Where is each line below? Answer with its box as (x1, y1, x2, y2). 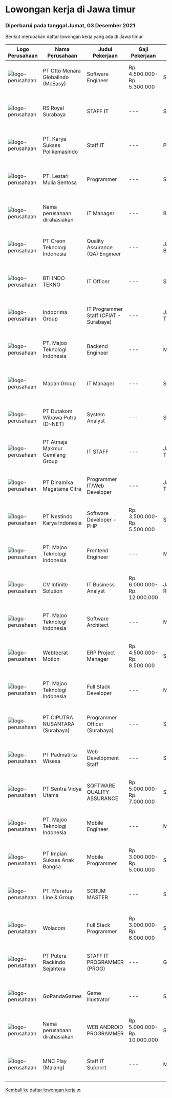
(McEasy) (42, 80, 67, 87)
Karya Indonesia (42, 519, 82, 527)
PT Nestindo (42, 513, 73, 520)
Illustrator (87, 996, 110, 1003)
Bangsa (42, 863, 61, 870)
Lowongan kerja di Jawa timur (5, 4, 136, 15)
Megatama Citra (42, 486, 81, 493)
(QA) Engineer (87, 250, 121, 257)
